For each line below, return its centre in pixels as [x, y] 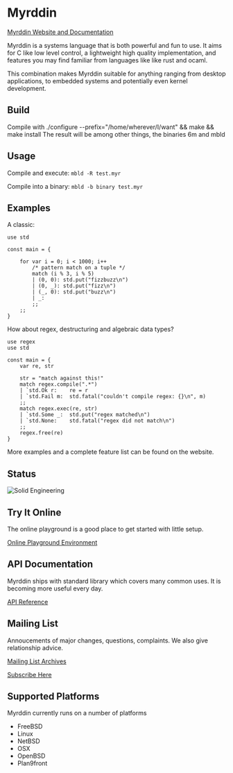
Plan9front [32, 763]
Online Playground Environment [52, 542]
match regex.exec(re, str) [59, 409]
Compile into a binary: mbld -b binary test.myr [75, 186]
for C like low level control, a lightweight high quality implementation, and [112, 53]
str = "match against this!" [62, 379]
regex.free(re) [42, 433]
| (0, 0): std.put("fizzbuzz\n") [80, 280]
